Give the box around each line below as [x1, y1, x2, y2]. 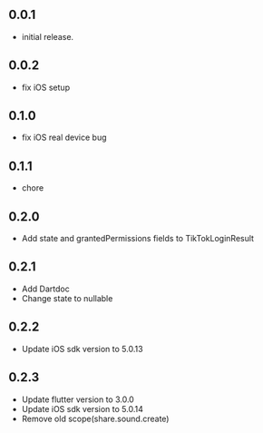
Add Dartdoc [21, 283, 70, 294]
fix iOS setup [21, 82, 70, 93]
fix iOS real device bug [21, 132, 107, 143]
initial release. [21, 31, 74, 42]
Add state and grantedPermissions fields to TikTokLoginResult [21, 233, 255, 244]
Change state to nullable [21, 292, 113, 303]
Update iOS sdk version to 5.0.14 [21, 403, 144, 414]
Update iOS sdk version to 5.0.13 [21, 343, 143, 354]
